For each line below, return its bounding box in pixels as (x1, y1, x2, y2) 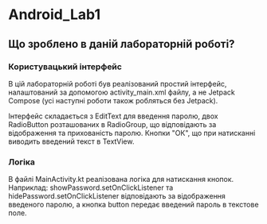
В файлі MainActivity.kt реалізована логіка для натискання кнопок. (8, 175, 234, 184)
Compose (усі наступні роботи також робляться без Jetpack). (8, 95, 218, 105)
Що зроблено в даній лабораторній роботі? (8, 37, 235, 51)
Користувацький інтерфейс (8, 61, 122, 72)
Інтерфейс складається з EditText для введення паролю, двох (8, 111, 218, 121)
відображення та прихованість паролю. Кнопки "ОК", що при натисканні (8, 128, 256, 137)
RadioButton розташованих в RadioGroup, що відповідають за (8, 119, 217, 129)
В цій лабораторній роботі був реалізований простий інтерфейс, (8, 79, 227, 88)
